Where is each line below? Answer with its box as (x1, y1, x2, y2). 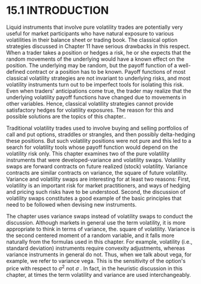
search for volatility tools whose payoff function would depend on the (6, 144, 178, 151)
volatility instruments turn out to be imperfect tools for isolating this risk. (6, 80, 184, 88)
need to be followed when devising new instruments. (6, 201, 137, 208)
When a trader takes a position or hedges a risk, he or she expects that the (6, 49, 191, 56)
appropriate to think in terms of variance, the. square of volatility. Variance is (6, 225, 196, 232)
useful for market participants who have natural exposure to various (6, 29, 174, 37)
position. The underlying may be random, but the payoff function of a (6, 61, 178, 69)
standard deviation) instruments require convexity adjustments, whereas (6, 244, 185, 252)
